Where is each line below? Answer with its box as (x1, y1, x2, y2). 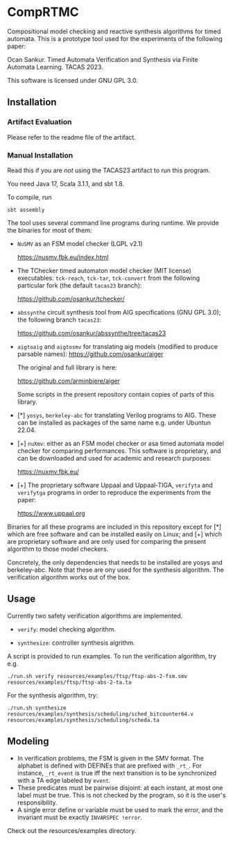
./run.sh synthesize (7, 704, 67, 711)
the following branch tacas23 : (17, 315, 102, 324)
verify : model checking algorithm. (17, 625, 116, 633)
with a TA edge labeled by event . (17, 776, 111, 784)
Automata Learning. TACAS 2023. (7, 63, 104, 71)
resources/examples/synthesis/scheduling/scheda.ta (7, 716, 159, 723)
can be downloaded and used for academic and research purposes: (17, 454, 212, 462)
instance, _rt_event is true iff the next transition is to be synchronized (17, 768, 217, 777)
